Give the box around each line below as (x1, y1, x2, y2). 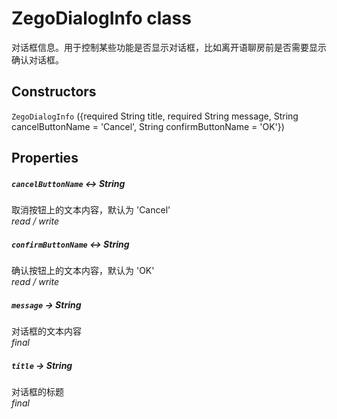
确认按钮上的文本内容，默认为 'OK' (11, 265, 155, 277)
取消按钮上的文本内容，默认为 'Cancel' (11, 204, 171, 216)
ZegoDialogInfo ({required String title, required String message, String (11, 110, 299, 122)
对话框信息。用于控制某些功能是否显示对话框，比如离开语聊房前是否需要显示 (11, 41, 327, 53)
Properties (11, 150, 79, 167)
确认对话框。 (11, 53, 64, 66)
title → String (11, 359, 73, 371)
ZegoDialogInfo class (11, 7, 192, 30)
